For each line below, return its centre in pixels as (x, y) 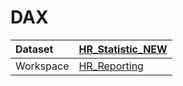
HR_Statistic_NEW (123, 49)
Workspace (42, 66)
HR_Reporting (111, 66)
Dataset (34, 49)
